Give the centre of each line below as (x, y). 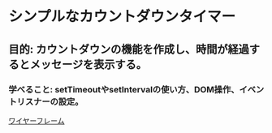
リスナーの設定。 (50, 101)
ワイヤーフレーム (37, 120)
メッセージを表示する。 (89, 64)
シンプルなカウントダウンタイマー (122, 17)
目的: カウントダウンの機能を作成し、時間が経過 (129, 49)
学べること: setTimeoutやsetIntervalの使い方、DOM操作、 (124, 89)
